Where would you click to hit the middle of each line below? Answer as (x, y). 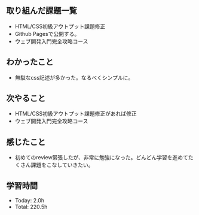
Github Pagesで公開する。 (47, 34)
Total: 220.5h (31, 207)
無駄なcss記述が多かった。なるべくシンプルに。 (74, 77)
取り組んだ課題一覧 (42, 11)
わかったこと (30, 62)
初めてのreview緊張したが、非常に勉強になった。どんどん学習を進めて (101, 158)
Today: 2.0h (30, 201)
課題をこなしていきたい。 (62, 165)
